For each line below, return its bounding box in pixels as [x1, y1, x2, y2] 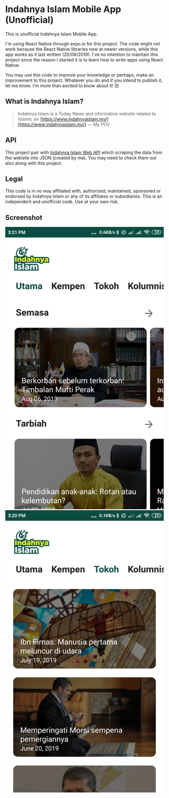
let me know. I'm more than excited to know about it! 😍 [5, 82, 119, 89]
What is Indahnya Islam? [5, 97, 84, 106]
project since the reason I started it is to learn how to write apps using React [5, 56, 163, 63]
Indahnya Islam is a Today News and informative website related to [17, 110, 156, 116]
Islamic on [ [17, 116, 42, 122]
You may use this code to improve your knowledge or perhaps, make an [5, 72, 154, 78]
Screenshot [5, 213, 43, 222]
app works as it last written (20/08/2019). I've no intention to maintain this [5, 51, 158, 57]
